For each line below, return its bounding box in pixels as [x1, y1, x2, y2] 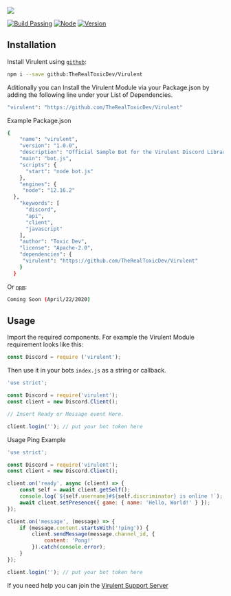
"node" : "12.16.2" [22, 187, 76, 194]
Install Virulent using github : [7, 57, 87, 65]
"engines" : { [19, 181, 57, 188]
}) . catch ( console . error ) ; [32, 544, 107, 551]
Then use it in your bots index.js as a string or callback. [7, 366, 166, 375]
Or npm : [7, 283, 27, 291]
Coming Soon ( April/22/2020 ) [7, 296, 91, 302]
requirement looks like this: [7, 340, 84, 349]
